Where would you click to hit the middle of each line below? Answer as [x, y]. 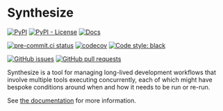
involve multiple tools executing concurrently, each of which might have [110, 79]
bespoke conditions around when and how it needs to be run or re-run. [109, 87]
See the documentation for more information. [72, 100]
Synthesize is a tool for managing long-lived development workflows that [112, 72]
